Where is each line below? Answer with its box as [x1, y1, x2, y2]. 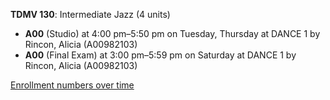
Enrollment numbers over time [10, 79, 135, 91]
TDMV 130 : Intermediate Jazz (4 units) [10, 9, 171, 20]
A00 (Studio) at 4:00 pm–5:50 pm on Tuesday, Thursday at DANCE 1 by [24, 28, 321, 39]
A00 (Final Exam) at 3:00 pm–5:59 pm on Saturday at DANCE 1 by [24, 49, 297, 61]
